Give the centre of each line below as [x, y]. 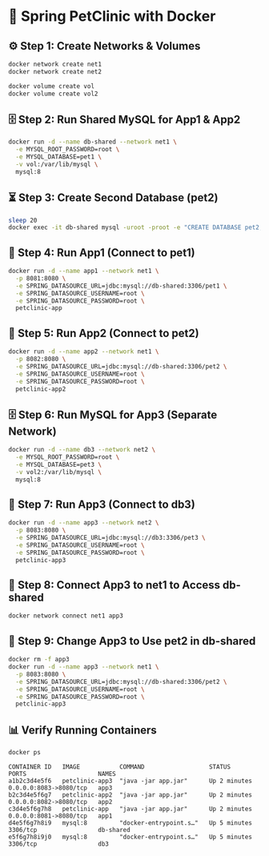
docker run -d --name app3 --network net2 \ [84, 523]
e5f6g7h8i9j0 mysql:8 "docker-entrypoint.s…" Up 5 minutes [130, 837]
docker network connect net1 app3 [66, 616]
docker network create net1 [55, 64]
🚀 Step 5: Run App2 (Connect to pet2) [104, 333]
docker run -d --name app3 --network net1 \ [84, 667]
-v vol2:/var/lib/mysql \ [59, 472]
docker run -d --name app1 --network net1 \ [84, 271]
